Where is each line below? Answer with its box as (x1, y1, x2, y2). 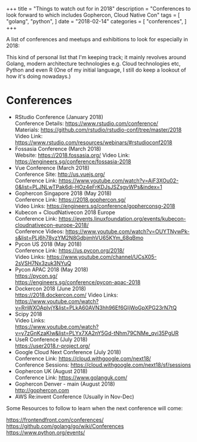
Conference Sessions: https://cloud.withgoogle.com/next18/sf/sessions (14, 361, 191, 368)
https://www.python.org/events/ (6, 429, 85, 436)
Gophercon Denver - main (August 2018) (14, 380, 115, 388)
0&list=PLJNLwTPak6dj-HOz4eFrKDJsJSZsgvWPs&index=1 (14, 183, 162, 190)
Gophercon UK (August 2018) (14, 367, 88, 374)
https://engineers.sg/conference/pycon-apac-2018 (14, 278, 141, 286)
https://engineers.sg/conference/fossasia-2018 (14, 158, 131, 165)
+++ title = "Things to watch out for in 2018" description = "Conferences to (6, 5, 191, 12)
